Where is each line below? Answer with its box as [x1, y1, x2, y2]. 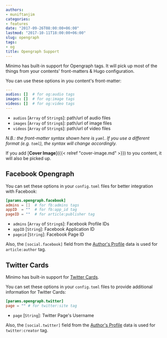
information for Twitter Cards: [5, 289, 66, 295]
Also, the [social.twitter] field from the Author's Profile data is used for [5, 322, 156, 328]
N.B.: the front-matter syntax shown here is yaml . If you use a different [5, 135, 150, 141]
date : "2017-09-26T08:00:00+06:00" [5, 26, 80, 31]
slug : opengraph [5, 35, 39, 40]
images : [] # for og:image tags [5, 97, 75, 102]
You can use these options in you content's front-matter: [5, 78, 122, 84]
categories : [5, 16, 30, 21]
